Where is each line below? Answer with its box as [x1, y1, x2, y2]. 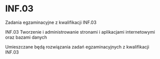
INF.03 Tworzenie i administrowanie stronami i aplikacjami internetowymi [5, 29, 155, 35]
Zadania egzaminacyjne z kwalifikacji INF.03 [5, 19, 96, 25]
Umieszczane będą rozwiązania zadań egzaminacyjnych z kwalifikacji [5, 44, 149, 50]
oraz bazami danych [5, 34, 47, 40]
